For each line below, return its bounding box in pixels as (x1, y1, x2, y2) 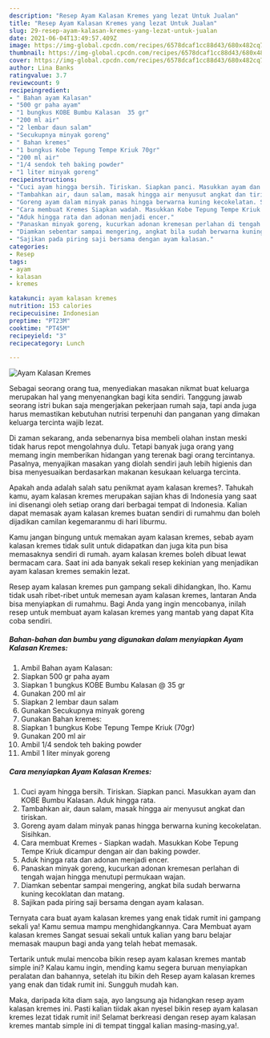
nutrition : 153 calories (9, 302, 92, 310)
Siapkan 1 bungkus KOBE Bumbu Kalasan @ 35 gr (20, 681, 185, 690)
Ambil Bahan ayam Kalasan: (20, 663, 113, 673)
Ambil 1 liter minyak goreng (20, 749, 111, 758)
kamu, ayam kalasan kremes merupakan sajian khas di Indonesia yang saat (9, 491, 257, 501)
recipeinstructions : (9, 176, 79, 184)
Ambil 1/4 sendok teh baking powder (20, 740, 143, 749)
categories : (9, 243, 49, 251)
